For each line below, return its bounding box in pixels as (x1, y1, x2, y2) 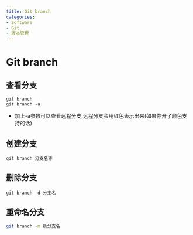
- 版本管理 (6, 30, 29, 36)
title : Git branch (6, 8, 51, 15)
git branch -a (6, 101, 41, 107)
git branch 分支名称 (6, 155, 53, 161)
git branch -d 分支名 (6, 190, 56, 196)
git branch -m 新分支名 (6, 223, 60, 229)
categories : (6, 14, 35, 20)
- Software (6, 19, 33, 25)
